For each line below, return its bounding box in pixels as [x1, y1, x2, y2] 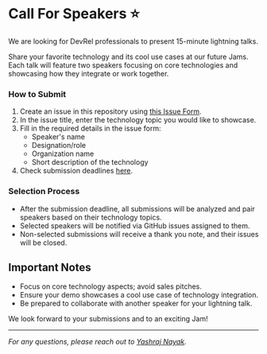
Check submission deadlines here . [19, 166, 133, 176]
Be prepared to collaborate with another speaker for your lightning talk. [19, 298, 253, 309]
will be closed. [19, 238, 68, 247]
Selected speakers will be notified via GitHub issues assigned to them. [19, 220, 250, 230]
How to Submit [8, 88, 67, 99]
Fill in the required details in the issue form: [19, 123, 161, 134]
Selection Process [8, 186, 80, 197]
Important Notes [8, 260, 91, 274]
